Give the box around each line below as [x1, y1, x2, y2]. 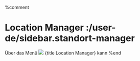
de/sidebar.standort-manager [5, 33, 135, 44]
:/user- [85, 22, 116, 33]
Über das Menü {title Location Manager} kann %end [5, 50, 121, 56]
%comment [5, 5, 29, 10]
